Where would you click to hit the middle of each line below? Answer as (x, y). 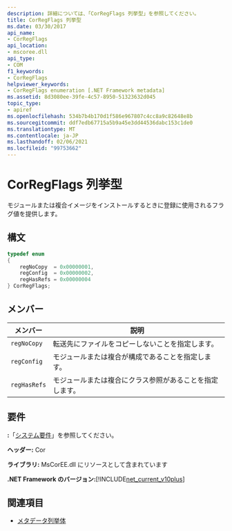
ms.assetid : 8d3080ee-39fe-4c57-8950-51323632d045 (81, 97)
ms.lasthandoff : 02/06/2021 (48, 142)
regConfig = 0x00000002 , (57, 273)
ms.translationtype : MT (41, 129)
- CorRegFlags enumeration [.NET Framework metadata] (86, 90)
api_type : (21, 59)
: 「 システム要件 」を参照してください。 (62, 435)
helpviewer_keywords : (38, 84)
